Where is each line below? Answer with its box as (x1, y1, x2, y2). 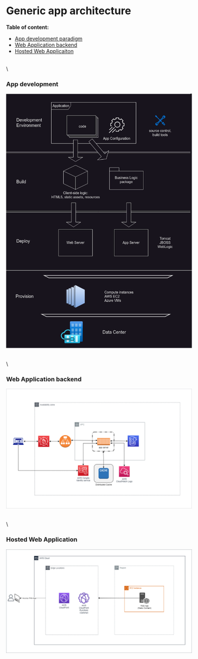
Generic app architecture (6, 4, 131, 18)
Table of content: (6, 24, 49, 31)
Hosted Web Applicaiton (14, 47, 74, 54)
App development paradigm (14, 35, 82, 42)
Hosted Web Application (6, 535, 78, 543)
